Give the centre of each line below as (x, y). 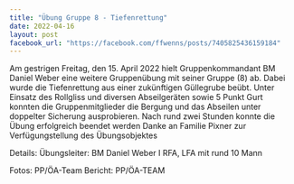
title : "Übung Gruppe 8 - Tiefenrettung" (89, 18)
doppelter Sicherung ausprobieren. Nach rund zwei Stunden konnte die (142, 116)
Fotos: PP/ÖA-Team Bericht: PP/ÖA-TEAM (87, 170)
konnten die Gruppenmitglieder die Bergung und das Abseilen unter (135, 107)
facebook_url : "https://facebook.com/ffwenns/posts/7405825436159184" (145, 43)
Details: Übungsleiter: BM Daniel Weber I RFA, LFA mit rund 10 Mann (136, 153)
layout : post (34, 34)
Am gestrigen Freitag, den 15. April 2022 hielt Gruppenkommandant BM (142, 69)
